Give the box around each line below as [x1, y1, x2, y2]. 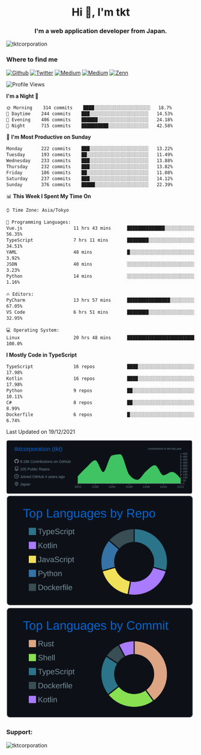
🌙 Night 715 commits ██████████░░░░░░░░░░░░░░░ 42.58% [6, 122, 173, 128]
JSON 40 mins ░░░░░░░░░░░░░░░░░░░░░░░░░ [6, 261, 195, 267]
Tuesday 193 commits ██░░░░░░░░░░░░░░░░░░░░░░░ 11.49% [6, 151, 173, 158]
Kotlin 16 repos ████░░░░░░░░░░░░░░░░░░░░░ [6, 375, 195, 382]
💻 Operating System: [6, 327, 60, 333]
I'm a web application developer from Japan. [34, 27, 167, 35]
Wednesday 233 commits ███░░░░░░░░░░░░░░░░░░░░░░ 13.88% [6, 157, 173, 164]
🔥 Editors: [6, 291, 34, 297]
